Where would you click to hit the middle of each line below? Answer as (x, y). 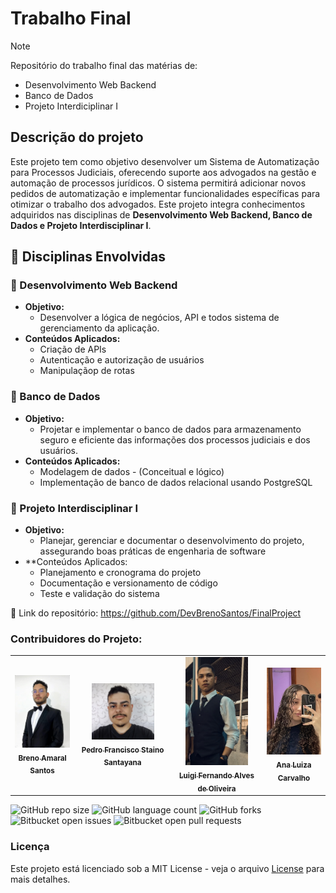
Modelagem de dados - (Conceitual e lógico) (132, 471)
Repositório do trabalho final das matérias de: (104, 65)
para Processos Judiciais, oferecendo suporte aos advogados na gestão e (163, 172)
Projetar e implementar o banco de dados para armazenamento (170, 429)
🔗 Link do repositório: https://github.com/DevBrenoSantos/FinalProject (156, 613)
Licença (30, 847)
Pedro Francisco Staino (123, 750)
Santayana (122, 763)
